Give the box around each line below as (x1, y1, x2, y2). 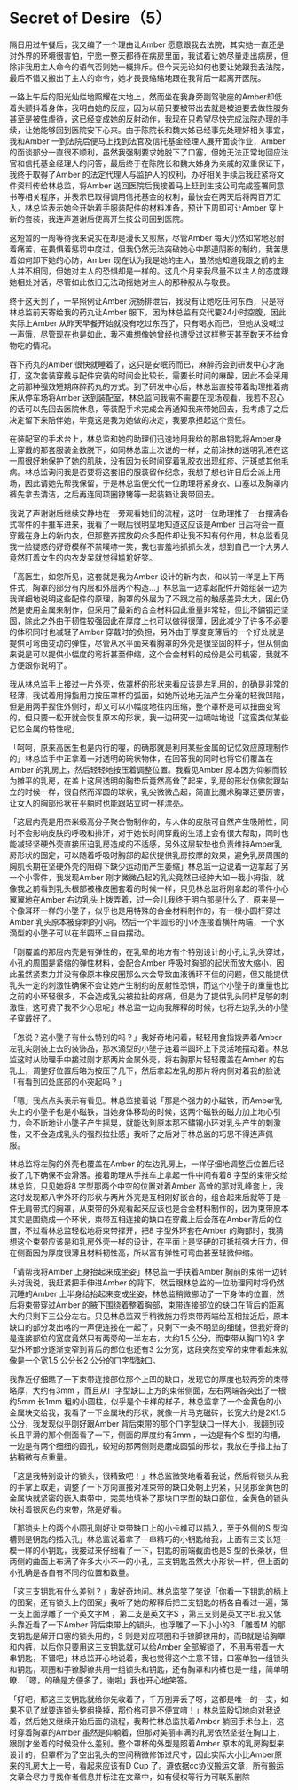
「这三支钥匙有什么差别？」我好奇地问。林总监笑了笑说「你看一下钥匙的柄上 (9, 1586, 289, 1596)
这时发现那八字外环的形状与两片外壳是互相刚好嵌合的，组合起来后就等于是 (9, 1191, 281, 1202)
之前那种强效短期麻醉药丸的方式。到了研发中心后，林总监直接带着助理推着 (9, 381, 281, 392)
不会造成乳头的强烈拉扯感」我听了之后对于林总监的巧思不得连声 (32, 1128, 266, 1139)
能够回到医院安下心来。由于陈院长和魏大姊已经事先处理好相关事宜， (39, 124, 289, 135)
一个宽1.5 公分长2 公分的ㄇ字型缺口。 (24, 1355, 161, 1365)
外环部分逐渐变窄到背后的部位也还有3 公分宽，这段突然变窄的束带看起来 (16, 1343, 281, 1355)
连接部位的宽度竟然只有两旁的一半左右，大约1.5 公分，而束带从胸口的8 (16, 1333, 275, 1343)
